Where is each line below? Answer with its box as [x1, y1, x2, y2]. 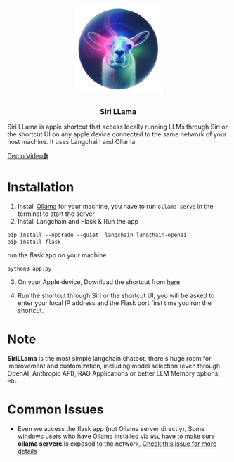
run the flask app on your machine [7, 251, 107, 259]
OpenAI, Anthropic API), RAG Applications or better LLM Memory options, [7, 369, 220, 378]
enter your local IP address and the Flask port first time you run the [17, 299, 212, 307]
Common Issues [7, 402, 104, 417]
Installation [7, 179, 74, 195]
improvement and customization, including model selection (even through [7, 361, 221, 371]
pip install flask [7, 238, 61, 246]
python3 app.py [7, 266, 52, 273]
